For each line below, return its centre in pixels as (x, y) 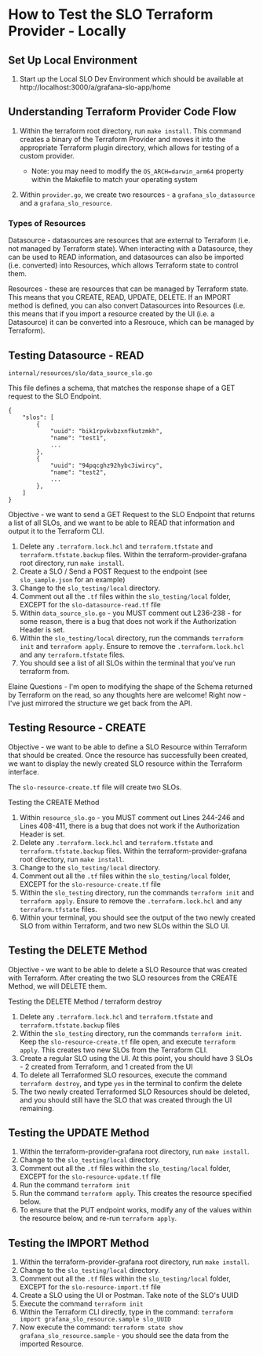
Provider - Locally (68, 31)
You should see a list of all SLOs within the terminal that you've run (127, 663)
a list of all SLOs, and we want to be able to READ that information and (122, 523)
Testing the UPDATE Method (79, 1133)
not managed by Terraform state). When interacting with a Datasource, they (131, 249)
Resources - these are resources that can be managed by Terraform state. (128, 289)
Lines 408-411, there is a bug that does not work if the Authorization (130, 826)
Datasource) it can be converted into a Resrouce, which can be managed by (131, 323)
